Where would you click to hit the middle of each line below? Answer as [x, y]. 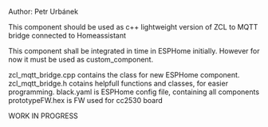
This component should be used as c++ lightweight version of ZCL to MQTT [133, 27]
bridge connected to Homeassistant [67, 36]
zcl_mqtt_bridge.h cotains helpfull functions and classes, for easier [118, 83]
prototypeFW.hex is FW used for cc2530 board [86, 100]
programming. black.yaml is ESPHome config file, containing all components [134, 92]
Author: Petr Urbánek [43, 12]
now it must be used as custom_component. [81, 60]
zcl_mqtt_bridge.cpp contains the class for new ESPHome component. [124, 75]
